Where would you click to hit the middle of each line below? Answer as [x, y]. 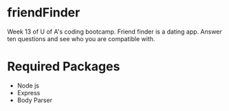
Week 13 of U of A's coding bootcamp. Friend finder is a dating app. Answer [115, 32]
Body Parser [35, 100]
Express [29, 92]
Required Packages [64, 67]
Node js [28, 85]
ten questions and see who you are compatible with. [81, 38]
